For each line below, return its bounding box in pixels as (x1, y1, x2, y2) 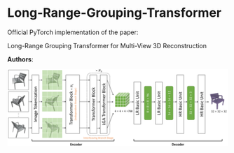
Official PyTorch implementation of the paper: (7, 28, 139, 36)
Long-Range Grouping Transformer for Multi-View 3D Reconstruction (7, 41, 207, 50)
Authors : (7, 54, 34, 64)
